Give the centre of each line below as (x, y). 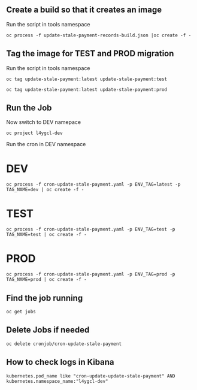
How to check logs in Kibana (60, 362)
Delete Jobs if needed (48, 330)
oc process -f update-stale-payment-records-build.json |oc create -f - (99, 35)
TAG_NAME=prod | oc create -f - (46, 280)
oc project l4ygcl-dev (34, 133)
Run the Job (29, 108)
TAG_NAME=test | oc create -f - (46, 235)
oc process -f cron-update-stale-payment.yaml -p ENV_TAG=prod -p (91, 274)
